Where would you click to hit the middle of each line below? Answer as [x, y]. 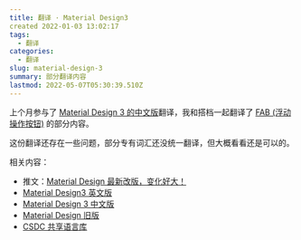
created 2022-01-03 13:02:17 [64, 26]
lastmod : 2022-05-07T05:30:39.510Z [76, 85]
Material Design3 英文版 [67, 192]
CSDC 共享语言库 [55, 226]
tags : [19, 34]
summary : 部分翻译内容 [48, 77]
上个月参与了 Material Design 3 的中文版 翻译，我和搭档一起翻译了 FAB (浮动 [150, 112]
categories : [32, 52]
